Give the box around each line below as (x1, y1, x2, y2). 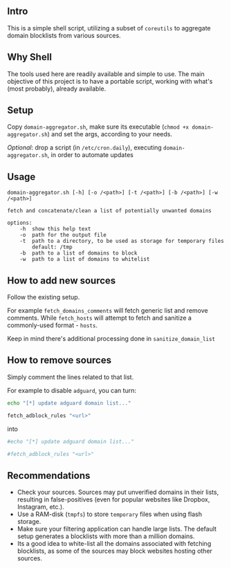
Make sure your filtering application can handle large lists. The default (17, 525, 216, 533)
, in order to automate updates (47, 151, 133, 159)
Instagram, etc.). (17, 503, 64, 511)
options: (7, 219, 33, 227)
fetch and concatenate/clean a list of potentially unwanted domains (7, 208, 212, 214)
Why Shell (7, 51, 52, 63)
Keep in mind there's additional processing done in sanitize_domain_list (7, 335, 216, 343)
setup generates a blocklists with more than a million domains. (17, 532, 195, 540)
